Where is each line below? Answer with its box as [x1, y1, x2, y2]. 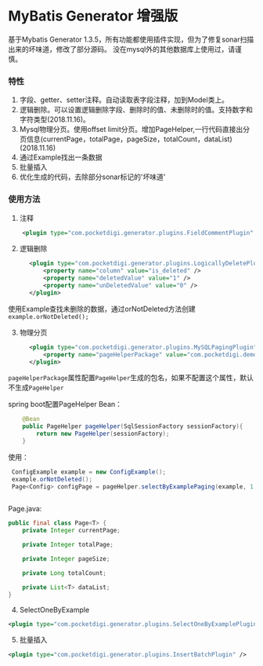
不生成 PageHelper [8, 382, 64, 393]
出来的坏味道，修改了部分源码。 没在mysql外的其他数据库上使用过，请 [8, 44, 236, 53]
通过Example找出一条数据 [19, 152, 103, 162]
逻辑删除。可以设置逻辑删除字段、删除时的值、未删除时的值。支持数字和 [19, 105, 253, 115]
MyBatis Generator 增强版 [8, 7, 178, 25]
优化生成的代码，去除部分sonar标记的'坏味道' [19, 172, 166, 181]
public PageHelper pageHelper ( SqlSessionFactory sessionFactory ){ [22, 423, 243, 430]
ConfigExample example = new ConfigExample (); [11, 468, 167, 476]
